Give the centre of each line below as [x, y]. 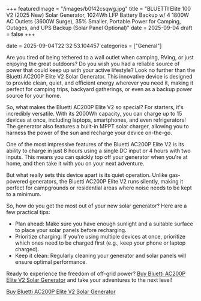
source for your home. [34, 96]
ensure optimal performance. [51, 262]
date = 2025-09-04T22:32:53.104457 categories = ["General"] [84, 46]
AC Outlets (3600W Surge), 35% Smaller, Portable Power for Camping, [94, 21]
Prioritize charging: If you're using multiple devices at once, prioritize [100, 237]
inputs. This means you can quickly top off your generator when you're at [97, 157]
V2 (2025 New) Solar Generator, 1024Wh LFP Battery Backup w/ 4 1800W [97, 15]
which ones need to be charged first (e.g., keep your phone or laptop [100, 243]
